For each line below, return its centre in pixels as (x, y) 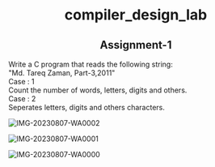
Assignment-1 (136, 45)
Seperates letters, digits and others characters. (87, 107)
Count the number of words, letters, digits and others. (98, 90)
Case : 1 (21, 81)
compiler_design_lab (136, 15)
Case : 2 (22, 98)
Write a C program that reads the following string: (91, 64)
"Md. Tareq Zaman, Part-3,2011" (62, 73)
